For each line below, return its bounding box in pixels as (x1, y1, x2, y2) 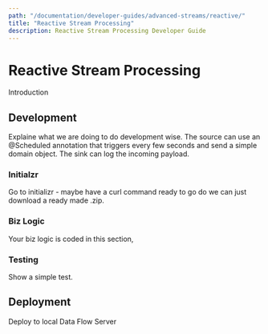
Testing (8, 254, 39, 265)
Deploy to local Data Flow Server (8, 316, 117, 326)
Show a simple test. (8, 272, 74, 282)
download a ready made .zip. (8, 195, 104, 205)
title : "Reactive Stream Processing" (8, 19, 135, 27)
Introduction (8, 87, 49, 97)
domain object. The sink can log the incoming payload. (8, 149, 190, 159)
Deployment (8, 296, 71, 309)
